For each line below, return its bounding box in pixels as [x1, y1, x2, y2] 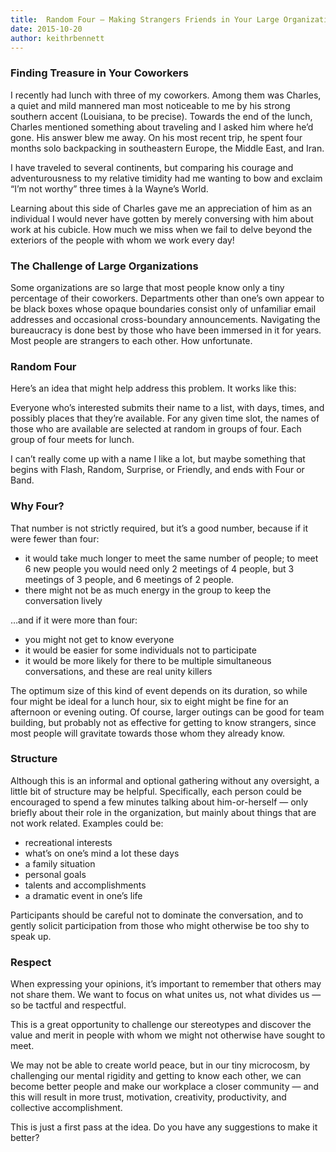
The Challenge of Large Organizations [10, 259, 199, 273]
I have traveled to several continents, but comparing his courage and [10, 161, 294, 173]
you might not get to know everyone [24, 633, 175, 645]
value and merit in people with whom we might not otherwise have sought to [10, 1029, 326, 1041]
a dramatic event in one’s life [24, 889, 143, 901]
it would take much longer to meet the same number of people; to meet [24, 552, 319, 564]
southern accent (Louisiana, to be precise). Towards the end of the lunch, [10, 110, 313, 122]
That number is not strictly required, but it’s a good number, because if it [10, 522, 308, 534]
